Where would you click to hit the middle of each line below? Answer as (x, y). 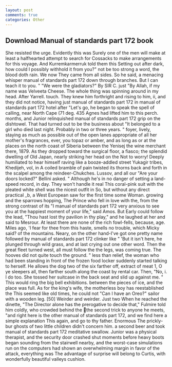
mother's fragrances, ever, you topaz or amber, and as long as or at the (81, 141)
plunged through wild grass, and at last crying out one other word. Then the (85, 244)
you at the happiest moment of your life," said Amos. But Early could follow (84, 212)
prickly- (155, 321)
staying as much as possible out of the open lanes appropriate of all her (81, 135)
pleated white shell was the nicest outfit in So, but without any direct (78, 190)
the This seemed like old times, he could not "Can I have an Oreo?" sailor (82, 293)
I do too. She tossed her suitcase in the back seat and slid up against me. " (84, 277)
